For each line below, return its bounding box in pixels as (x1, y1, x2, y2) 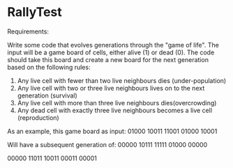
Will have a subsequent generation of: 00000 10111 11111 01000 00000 (7, 140, 208, 148)
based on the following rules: (7, 63, 91, 71)
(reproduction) (17, 113, 59, 122)
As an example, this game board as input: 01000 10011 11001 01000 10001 (7, 127, 218, 135)
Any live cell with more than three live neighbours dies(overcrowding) (17, 98, 217, 107)
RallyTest (7, 4, 63, 20)
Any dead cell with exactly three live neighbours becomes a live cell (17, 106, 213, 114)
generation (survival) (17, 91, 78, 100)
